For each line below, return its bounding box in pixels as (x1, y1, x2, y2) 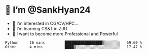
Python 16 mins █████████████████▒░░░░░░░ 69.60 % (5, 40, 142, 45)
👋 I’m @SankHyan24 (5, 4, 91, 16)
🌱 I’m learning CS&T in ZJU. (12, 25, 69, 31)
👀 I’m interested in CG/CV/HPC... (12, 20, 79, 26)
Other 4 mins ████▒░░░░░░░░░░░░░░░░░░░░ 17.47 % (5, 44, 142, 49)
